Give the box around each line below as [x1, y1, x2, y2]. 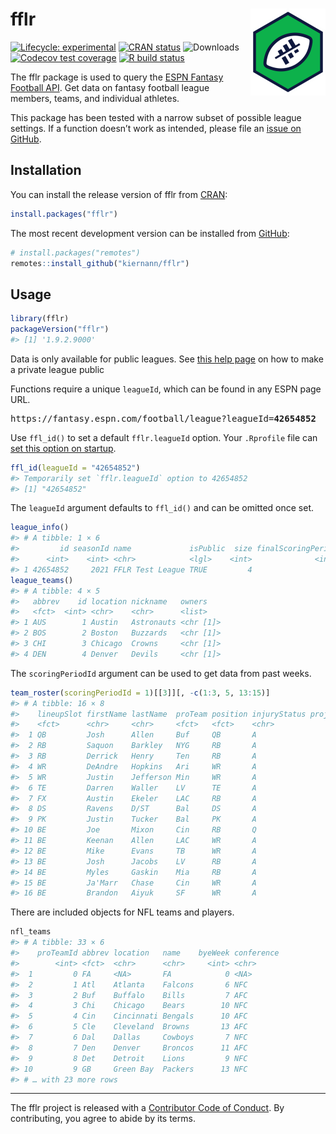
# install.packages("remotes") [10, 248, 141, 258]
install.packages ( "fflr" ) [10, 209, 118, 219]
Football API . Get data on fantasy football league [10, 81, 210, 93]
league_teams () [10, 575, 74, 585]
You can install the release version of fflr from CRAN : [10, 188, 228, 200]
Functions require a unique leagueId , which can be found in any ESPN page [10, 383, 322, 395]
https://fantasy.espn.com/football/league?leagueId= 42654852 [10, 413, 317, 424]
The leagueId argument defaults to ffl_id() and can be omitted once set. [10, 502, 315, 514]
